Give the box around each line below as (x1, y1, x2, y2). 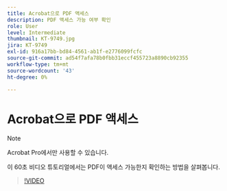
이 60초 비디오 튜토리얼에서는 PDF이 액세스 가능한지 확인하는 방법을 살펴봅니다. (7, 163, 221, 171)
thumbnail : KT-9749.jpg (7, 36, 75, 42)
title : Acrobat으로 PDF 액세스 (7, 10, 89, 17)
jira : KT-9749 (7, 42, 48, 49)
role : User (7, 23, 38, 29)
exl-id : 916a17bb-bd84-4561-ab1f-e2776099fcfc (7, 49, 143, 55)
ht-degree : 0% (7, 73, 48, 81)
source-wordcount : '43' (7, 67, 75, 74)
